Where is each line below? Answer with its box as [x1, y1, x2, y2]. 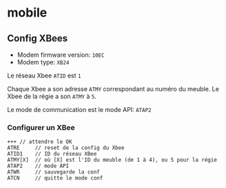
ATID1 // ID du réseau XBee [7, 151, 97, 158]
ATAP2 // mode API [7, 162, 70, 170]
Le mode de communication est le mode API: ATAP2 [7, 106, 152, 113]
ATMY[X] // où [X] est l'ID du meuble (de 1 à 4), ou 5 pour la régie [7, 157, 217, 164]
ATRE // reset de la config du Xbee [7, 144, 125, 151]
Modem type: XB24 [17, 58, 70, 66]
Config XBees [7, 32, 68, 44]
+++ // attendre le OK [7, 138, 72, 146]
